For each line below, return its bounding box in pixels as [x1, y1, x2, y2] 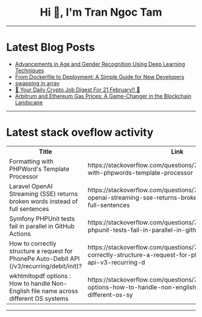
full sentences [9, 204, 49, 213]
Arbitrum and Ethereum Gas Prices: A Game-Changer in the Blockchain [14, 92, 191, 99]
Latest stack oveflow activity [6, 126, 154, 139]
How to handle [9, 279, 50, 287]
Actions [9, 229, 31, 237]
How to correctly [9, 239, 57, 248]
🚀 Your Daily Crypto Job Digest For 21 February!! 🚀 [14, 86, 140, 93]
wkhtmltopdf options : [9, 271, 71, 280]
